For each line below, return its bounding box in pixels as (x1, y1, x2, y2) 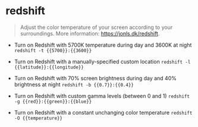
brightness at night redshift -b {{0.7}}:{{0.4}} (14, 81, 134, 88)
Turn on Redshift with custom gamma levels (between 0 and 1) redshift (14, 92, 190, 99)
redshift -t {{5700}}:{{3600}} (14, 47, 92, 54)
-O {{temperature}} (14, 115, 63, 121)
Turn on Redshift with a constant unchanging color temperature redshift (14, 109, 193, 116)
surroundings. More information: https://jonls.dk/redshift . (20, 30, 160, 37)
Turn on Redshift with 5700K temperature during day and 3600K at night (14, 41, 192, 48)
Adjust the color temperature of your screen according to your (20, 24, 173, 31)
